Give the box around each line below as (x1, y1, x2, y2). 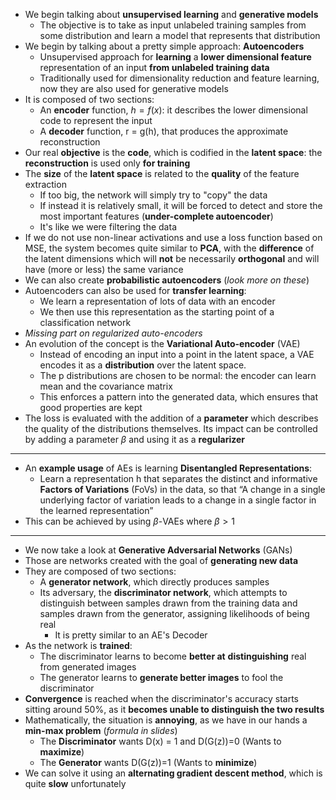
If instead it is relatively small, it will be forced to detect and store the (39, 200, 323, 211)
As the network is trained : (24, 640, 133, 651)
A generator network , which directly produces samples (39, 576, 270, 588)
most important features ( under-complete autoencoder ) (39, 210, 274, 222)
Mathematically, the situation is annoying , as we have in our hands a (24, 714, 308, 726)
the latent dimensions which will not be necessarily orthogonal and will (24, 253, 320, 264)
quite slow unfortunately (24, 778, 127, 789)
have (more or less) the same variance (24, 264, 184, 275)
